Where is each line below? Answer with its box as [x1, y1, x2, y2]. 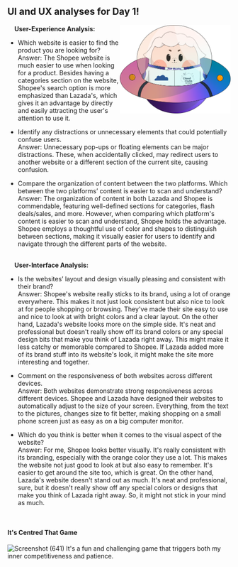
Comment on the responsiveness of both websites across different [17, 371, 212, 379]
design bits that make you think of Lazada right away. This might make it [17, 335, 229, 343]
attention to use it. [17, 114, 71, 122]
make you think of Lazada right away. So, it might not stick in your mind [17, 490, 227, 499]
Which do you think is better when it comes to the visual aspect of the [17, 430, 222, 439]
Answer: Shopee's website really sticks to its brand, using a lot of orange [17, 289, 231, 298]
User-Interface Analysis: [13, 261, 89, 269]
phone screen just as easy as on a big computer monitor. [17, 416, 184, 425]
